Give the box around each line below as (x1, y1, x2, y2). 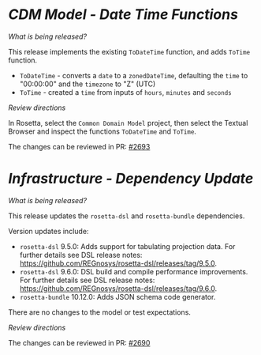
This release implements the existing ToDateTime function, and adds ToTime (8, 47, 251, 56)
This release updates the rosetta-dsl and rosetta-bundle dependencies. (8, 211, 245, 221)
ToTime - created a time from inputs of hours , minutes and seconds (19, 87, 233, 96)
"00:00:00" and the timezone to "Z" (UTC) (19, 79, 156, 89)
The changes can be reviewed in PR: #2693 (8, 142, 151, 151)
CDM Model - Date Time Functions (8, 6, 239, 24)
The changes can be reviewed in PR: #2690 (8, 338, 151, 347)
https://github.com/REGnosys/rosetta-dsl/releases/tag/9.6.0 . (19, 283, 218, 293)
